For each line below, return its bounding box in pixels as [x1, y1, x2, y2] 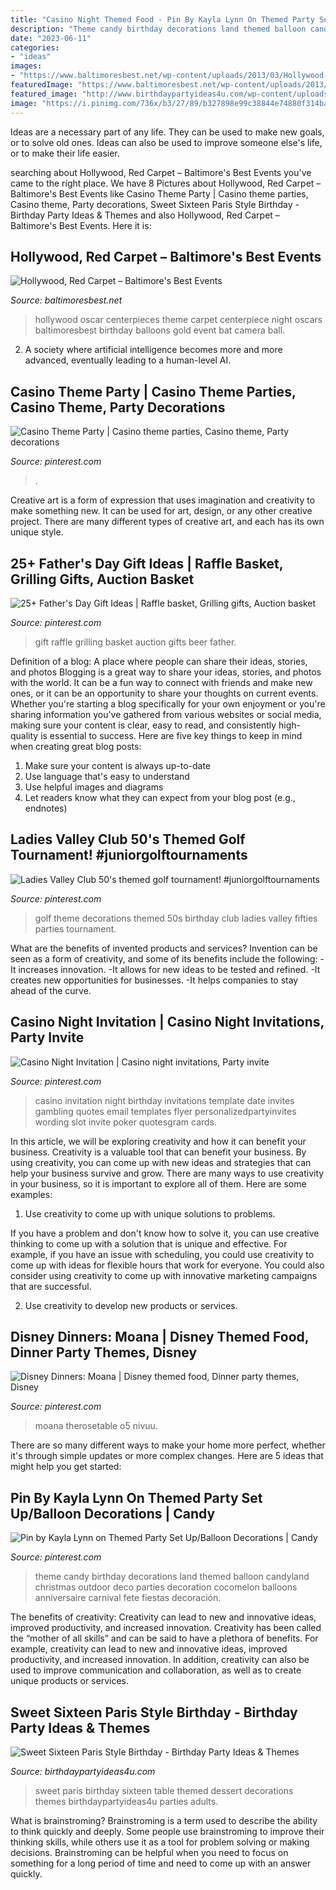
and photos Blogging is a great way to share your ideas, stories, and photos [10, 666, 322, 678]
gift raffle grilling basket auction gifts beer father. [34, 636, 237, 648]
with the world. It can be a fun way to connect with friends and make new [10, 676, 313, 688]
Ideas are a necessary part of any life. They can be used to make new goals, [10, 126, 325, 138]
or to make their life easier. [10, 147, 120, 159]
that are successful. [10, 1280, 92, 1292]
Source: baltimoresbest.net [10, 294, 123, 306]
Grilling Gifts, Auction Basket [10, 571, 195, 588]
